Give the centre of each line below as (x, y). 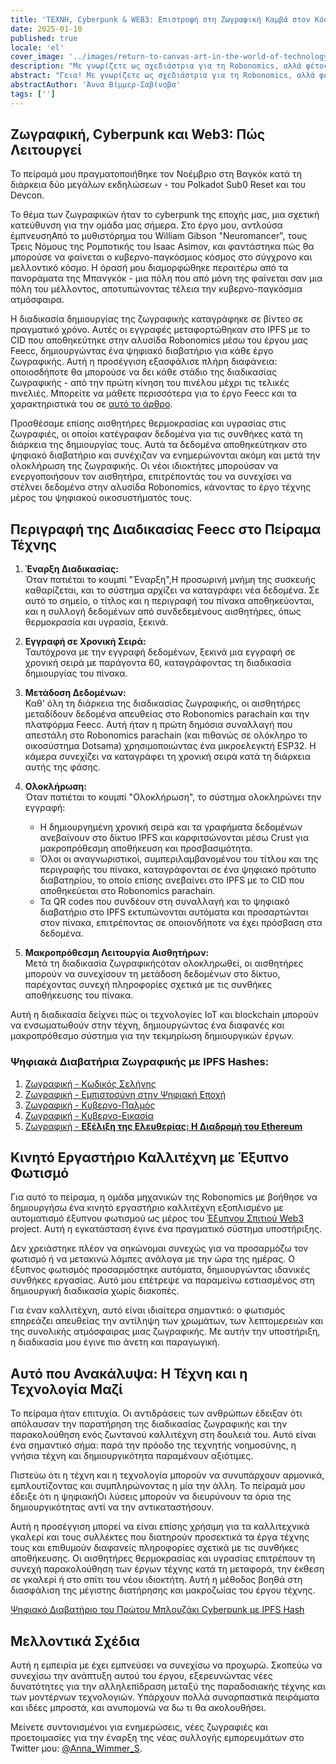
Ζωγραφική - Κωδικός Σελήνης (90, 1083)
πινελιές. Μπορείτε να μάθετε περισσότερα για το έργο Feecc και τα (154, 393)
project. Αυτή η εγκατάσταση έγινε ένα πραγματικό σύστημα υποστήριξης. (166, 1229)
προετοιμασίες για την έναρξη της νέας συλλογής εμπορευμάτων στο (157, 1737)
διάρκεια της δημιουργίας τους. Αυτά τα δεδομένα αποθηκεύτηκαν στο (159, 445)
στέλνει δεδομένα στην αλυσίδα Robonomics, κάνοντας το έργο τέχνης (161, 487)
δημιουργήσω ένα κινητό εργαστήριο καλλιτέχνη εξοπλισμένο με (147, 1208)
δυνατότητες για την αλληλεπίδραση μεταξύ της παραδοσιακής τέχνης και (168, 1686)
